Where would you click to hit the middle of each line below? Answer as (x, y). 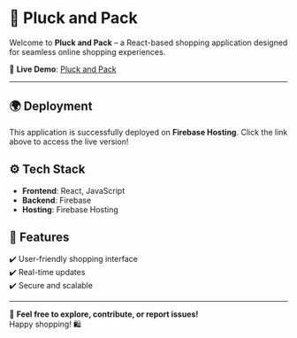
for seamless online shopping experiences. (88, 51)
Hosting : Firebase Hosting (70, 209)
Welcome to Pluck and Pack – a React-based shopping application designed (148, 42)
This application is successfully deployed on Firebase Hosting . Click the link (148, 132)
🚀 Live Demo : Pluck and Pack (63, 69)
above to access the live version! (69, 142)
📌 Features (39, 237)
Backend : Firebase (57, 200)
